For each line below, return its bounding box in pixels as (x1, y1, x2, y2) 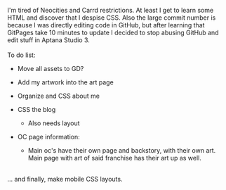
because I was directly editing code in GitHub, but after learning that (7, 21, 205, 29)
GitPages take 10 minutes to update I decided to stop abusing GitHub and (7, 28, 219, 37)
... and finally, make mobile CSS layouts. (7, 175, 123, 183)
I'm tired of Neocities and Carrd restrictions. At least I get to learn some (7, 6, 214, 14)
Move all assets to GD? (17, 65, 84, 72)
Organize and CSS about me (17, 91, 100, 100)
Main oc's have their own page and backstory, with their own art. (27, 146, 216, 154)
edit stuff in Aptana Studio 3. (7, 36, 90, 44)
